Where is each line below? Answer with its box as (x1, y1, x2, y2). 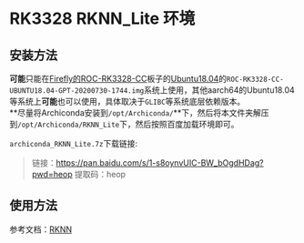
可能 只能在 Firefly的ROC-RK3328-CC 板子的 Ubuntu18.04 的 (9, 74, 228, 84)
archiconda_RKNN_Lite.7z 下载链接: (9, 138, 138, 148)
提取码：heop (74, 169, 126, 179)
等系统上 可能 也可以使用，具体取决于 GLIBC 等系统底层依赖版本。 (9, 96, 246, 106)
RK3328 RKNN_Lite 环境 (9, 8, 196, 29)
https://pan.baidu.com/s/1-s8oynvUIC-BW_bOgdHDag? (56, 157, 264, 168)
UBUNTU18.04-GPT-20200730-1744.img (9, 86, 145, 96)
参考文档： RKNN (9, 224, 73, 235)
